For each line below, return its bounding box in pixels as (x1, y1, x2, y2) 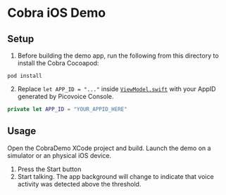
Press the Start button (17, 165, 82, 173)
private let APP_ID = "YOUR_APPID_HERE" (7, 106, 128, 113)
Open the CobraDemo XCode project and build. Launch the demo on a (7, 144, 211, 152)
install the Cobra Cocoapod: (17, 59, 99, 67)
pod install (7, 72, 42, 79)
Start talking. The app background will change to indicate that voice (17, 172, 214, 180)
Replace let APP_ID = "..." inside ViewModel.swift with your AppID (17, 85, 216, 93)
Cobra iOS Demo (7, 5, 106, 21)
